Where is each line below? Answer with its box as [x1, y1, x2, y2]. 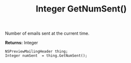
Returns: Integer [5, 40, 38, 46]
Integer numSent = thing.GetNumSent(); [5, 53, 88, 58]
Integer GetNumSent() [35, 3, 127, 14]
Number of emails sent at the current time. [5, 30, 89, 37]
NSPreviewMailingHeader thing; [5, 49, 68, 54]
